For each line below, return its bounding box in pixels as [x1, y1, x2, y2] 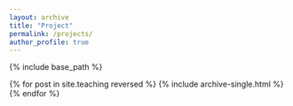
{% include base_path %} [9, 62, 103, 72]
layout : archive [9, 12, 69, 22]
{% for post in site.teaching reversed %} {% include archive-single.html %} [9, 79, 284, 89]
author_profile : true [9, 37, 90, 47]
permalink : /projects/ [9, 29, 93, 38]
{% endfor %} [9, 88, 60, 99]
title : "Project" [9, 21, 74, 30]
